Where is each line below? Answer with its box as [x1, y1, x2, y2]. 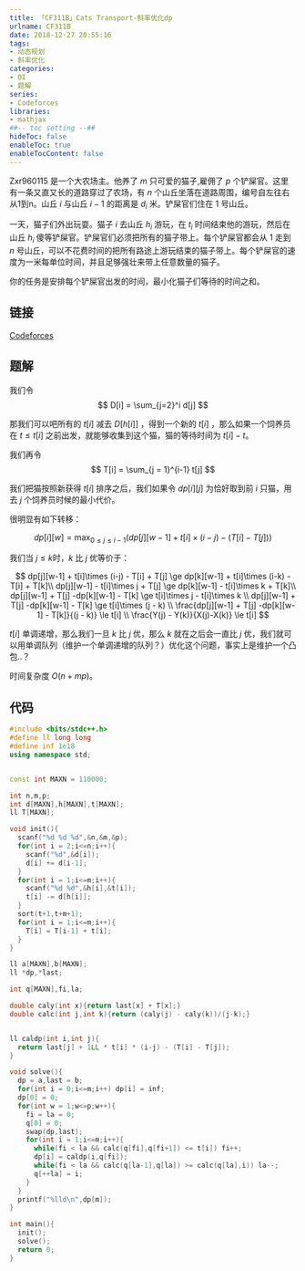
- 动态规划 [9, 47, 46, 57]
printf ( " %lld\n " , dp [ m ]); [17, 1194, 112, 1204]
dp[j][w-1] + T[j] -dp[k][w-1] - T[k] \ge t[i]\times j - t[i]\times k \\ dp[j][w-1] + [10, 590, 296, 601]
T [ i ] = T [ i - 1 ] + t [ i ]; [25, 926, 112, 935]
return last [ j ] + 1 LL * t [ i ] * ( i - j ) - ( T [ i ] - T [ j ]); [17, 1042, 230, 1052]
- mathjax [9, 115, 47, 124]
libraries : [9, 107, 51, 116]
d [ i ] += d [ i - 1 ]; [25, 859, 88, 868]
